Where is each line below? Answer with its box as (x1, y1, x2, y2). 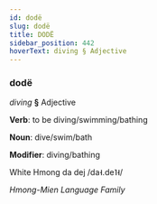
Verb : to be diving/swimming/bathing (9, 115, 148, 125)
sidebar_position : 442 (9, 38, 95, 48)
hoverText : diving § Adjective (9, 47, 127, 56)
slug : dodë (9, 22, 51, 31)
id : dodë (9, 13, 42, 23)
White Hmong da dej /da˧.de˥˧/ (9, 167, 124, 178)
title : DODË (9, 30, 54, 39)
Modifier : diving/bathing (9, 150, 101, 161)
